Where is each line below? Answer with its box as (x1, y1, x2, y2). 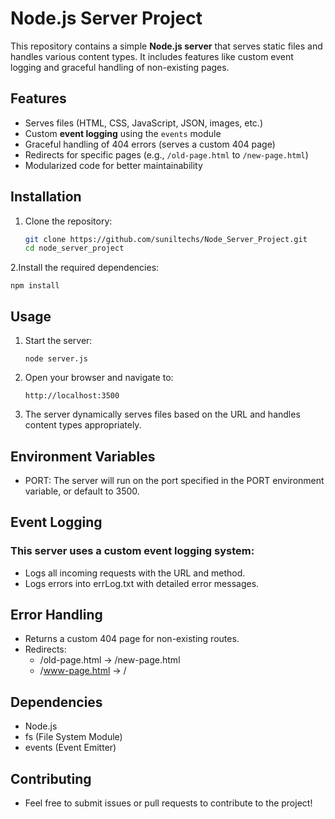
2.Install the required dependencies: (10, 262, 160, 274)
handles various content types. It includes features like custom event (10, 50, 294, 62)
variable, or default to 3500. (24, 485, 140, 497)
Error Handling (10, 607, 103, 624)
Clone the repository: (24, 215, 113, 227)
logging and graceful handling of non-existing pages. (10, 61, 230, 73)
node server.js (24, 354, 89, 364)
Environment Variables (10, 448, 156, 465)
